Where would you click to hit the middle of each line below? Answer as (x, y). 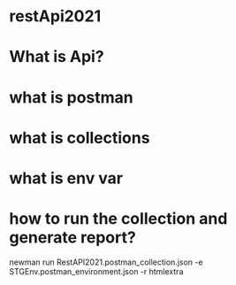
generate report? (73, 238)
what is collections (80, 138)
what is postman (72, 97)
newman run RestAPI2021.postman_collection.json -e (106, 262)
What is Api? (57, 57)
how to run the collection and (118, 219)
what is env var (66, 178)
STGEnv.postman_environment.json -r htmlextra (96, 271)
